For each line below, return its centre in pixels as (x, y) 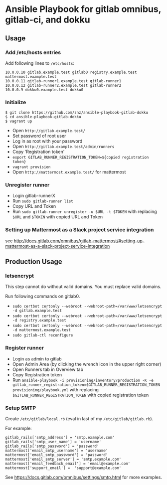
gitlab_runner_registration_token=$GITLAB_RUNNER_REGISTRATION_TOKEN (86, 385)
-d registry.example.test (39, 321)
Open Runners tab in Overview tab (48, 369)
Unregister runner (27, 185)
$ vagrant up (19, 121)
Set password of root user (39, 136)
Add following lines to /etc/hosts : (40, 63)
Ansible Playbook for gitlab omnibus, (83, 9)
